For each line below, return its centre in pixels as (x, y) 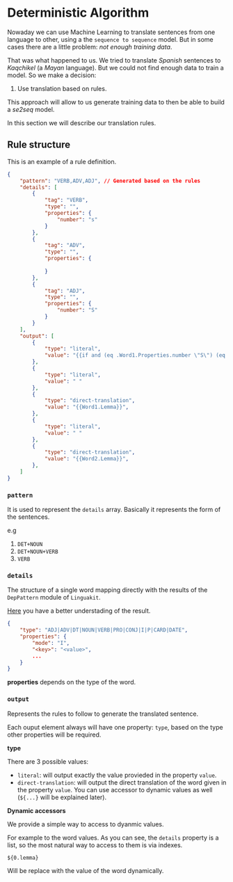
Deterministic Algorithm (78, 13)
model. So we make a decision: (52, 75)
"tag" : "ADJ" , (65, 291)
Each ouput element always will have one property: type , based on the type (115, 727)
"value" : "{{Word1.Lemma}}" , (87, 407)
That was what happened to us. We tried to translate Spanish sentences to (114, 60)
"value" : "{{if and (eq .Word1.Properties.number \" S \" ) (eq (135, 355)
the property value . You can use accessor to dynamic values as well (115, 789)
